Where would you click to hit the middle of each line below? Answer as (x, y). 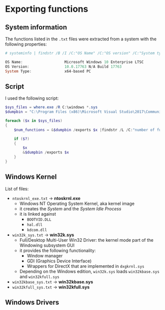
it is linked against (38, 214)
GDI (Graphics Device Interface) (59, 261)
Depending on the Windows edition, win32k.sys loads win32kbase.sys (89, 271)
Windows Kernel (31, 177)
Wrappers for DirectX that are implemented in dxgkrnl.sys (86, 266)
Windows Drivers (32, 302)
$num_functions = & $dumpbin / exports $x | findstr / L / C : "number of (84, 130)
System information (36, 27)
